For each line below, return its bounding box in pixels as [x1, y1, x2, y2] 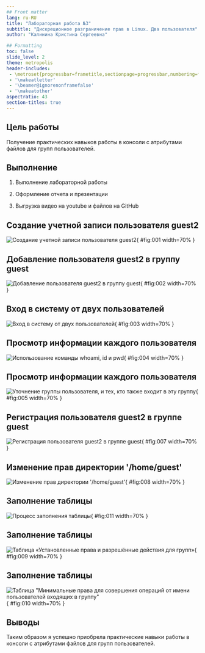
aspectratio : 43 [6, 94, 48, 100]
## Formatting [6, 43, 43, 49]
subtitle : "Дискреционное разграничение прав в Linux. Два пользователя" [6, 26, 198, 32]
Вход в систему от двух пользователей [6, 304, 165, 315]
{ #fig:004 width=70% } [124, 354, 184, 361]
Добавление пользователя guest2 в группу [6, 254, 181, 264]
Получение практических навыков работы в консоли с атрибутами [6, 138, 182, 145]
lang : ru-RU [6, 15, 37, 21]
